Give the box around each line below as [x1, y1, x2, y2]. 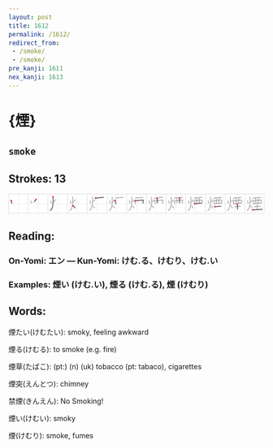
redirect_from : [8, 39, 60, 47]
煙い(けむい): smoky [8, 413, 76, 423]
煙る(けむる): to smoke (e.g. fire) [8, 344, 117, 354]
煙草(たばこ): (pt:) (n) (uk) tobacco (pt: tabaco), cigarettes [8, 361, 202, 371]
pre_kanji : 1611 [8, 65, 63, 73]
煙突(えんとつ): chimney [8, 378, 89, 389]
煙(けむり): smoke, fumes [8, 430, 94, 440]
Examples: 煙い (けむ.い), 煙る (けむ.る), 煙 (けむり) [8, 278, 209, 290]
